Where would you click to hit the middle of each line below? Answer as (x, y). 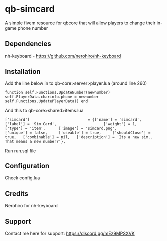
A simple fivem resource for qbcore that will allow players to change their (80, 23)
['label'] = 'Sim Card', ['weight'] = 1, (71, 124)
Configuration (27, 166)
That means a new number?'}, (35, 141)
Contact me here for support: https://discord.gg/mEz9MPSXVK (70, 233)
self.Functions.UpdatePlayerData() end (47, 101)
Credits (17, 194)
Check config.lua (23, 178)
